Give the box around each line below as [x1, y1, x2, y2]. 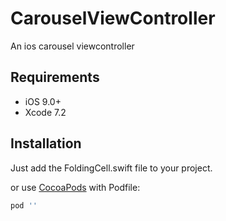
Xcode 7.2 [24, 106, 67, 118]
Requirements [10, 69, 100, 86]
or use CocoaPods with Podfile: [10, 181, 141, 193]
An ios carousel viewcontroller [10, 40, 135, 52]
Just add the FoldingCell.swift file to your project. [10, 162, 213, 174]
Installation [10, 135, 82, 152]
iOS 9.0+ [24, 95, 62, 107]
